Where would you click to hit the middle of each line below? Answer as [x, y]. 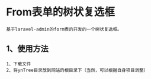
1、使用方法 [28, 49]
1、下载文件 [19, 64]
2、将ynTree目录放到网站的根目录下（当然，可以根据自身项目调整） [77, 70]
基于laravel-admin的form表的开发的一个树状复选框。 [64, 29]
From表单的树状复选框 [61, 12]
